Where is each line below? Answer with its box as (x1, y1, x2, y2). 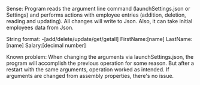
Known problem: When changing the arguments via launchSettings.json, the (6, 53, 194, 60)
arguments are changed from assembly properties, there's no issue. (6, 73, 174, 79)
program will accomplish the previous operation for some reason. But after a (6, 59, 195, 67)
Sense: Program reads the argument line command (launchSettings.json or (6, 5, 190, 12)
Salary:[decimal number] (25, 42, 86, 49)
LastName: (165, 36, 193, 42)
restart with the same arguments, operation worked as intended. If (6, 66, 169, 73)
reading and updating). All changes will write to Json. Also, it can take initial (6, 18, 193, 24)
